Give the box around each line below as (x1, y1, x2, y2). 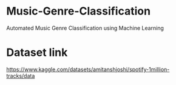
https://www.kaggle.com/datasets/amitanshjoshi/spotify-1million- (6, 66, 170, 73)
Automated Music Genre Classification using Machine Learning (6, 24, 164, 32)
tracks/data (6, 72, 35, 80)
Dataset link (6, 46, 68, 59)
